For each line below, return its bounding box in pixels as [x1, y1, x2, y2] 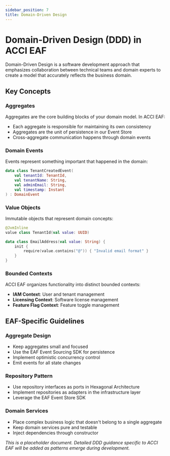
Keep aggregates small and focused [12, 343, 88, 350]
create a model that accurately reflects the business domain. [5, 72, 132, 79]
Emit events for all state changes [12, 360, 81, 366]
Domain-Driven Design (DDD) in [5, 34, 142, 46]
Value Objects [5, 204, 41, 211]
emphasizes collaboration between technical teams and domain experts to [5, 67, 161, 73]
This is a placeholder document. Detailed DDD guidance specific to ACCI [5, 439, 158, 445]
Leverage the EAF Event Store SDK [12, 395, 86, 401]
